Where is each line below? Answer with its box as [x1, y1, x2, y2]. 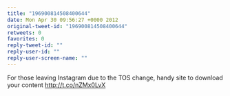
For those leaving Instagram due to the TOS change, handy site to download [7, 73, 224, 82]
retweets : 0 [7, 29, 41, 36]
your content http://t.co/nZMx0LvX [7, 80, 106, 89]
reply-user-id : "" [7, 49, 60, 56]
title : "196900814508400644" [7, 10, 91, 17]
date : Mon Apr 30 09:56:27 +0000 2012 [7, 16, 118, 23]
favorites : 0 [7, 36, 45, 43]
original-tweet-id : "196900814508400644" [7, 23, 128, 29]
